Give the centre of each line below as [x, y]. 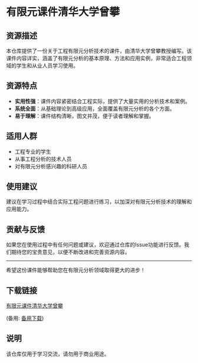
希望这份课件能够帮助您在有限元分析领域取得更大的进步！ [76, 270]
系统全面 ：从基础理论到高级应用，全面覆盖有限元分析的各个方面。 [95, 108]
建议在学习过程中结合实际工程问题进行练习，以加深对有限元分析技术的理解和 [99, 202]
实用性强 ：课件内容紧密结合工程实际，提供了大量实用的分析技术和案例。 [102, 101]
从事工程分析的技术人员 [43, 159]
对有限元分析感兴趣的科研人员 [51, 166]
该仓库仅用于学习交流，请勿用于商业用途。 [58, 354]
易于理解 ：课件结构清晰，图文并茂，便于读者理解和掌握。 [84, 116]
